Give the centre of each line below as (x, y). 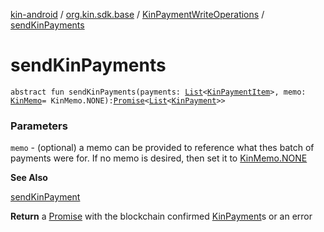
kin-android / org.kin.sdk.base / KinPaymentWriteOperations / (137, 14)
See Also (29, 178)
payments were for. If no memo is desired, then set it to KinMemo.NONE (159, 158)
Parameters (39, 126)
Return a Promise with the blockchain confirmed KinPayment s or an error (161, 216)
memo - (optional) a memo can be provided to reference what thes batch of (162, 148)
